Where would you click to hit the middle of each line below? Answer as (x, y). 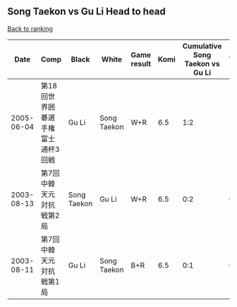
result (141, 64)
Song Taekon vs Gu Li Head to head (86, 12)
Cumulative (202, 46)
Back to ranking (30, 28)
